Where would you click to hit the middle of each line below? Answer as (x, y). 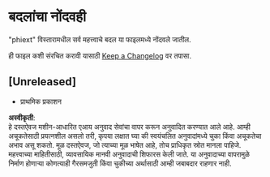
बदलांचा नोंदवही (47, 17)
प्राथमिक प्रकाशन (41, 101)
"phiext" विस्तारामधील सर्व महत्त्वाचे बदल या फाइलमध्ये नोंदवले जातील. (100, 39)
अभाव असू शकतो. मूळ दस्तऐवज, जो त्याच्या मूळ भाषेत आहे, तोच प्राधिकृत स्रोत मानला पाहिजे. (125, 145)
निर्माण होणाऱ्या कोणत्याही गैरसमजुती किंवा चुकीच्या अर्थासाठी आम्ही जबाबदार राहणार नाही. (120, 163)
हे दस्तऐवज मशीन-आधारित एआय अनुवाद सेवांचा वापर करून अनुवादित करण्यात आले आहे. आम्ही (130, 127)
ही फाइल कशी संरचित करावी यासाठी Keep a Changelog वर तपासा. (100, 55)
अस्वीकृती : (22, 118)
